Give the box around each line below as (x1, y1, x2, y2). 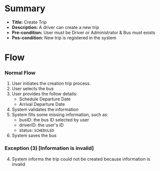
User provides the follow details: (11, 91, 77, 97)
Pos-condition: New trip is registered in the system (11, 35, 117, 41)
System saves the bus (11, 133, 57, 139)
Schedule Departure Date (19, 96, 71, 102)
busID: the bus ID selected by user (19, 117, 90, 123)
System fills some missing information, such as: (11, 112, 109, 118)
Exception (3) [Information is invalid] (4, 145, 94, 152)
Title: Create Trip (11, 19, 47, 25)
